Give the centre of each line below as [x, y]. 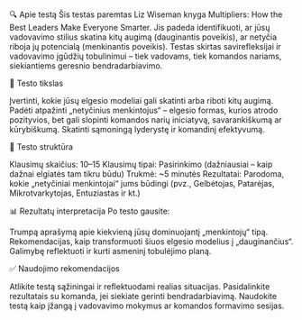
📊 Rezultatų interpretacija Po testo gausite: [90, 211]
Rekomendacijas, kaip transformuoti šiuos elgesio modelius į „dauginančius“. [151, 242]
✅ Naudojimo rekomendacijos [64, 269]
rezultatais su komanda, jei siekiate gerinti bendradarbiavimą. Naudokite [143, 296]
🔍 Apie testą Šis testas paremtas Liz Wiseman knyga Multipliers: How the [146, 14]
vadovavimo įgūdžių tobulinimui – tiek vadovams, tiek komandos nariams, [146, 56]
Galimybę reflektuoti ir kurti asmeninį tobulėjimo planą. [110, 251]
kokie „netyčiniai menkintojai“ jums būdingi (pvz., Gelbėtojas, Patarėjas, [142, 183]
